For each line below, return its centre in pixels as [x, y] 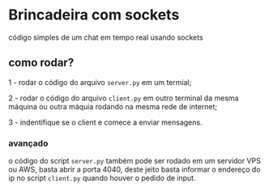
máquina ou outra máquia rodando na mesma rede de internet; [113, 106]
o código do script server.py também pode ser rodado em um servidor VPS [134, 161]
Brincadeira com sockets [94, 15]
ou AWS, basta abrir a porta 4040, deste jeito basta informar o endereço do [134, 170]
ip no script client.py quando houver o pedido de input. [102, 178]
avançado [28, 143]
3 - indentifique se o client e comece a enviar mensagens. [105, 122]
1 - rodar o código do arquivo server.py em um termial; [100, 82]
